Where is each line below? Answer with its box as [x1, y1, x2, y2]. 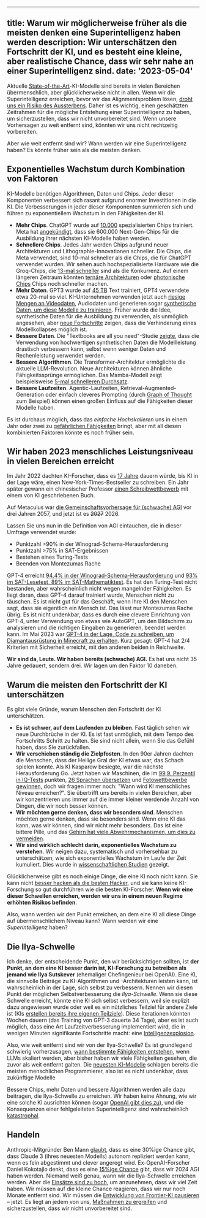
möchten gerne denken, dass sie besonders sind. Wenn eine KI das [15, 815, 186, 822]
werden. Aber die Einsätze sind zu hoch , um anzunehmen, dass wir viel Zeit [7, 1178, 197, 1185]
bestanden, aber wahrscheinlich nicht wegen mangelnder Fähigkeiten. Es [7, 585, 192, 592]
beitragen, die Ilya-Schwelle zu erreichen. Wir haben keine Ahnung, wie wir [7, 1092, 197, 1100]
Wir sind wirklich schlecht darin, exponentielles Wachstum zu [15, 841, 177, 849]
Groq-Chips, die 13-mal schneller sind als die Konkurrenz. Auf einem [15, 267, 189, 274]
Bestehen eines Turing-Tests [15, 553, 88, 561]
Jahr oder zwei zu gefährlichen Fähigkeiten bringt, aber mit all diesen [7, 422, 182, 429]
